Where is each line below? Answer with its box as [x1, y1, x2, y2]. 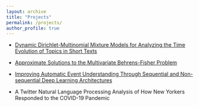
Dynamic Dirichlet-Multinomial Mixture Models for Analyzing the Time [14, 41, 186, 48]
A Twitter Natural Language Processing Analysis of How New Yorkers [14, 88, 185, 95]
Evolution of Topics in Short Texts [14, 48, 97, 55]
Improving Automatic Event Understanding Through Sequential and [14, 70, 179, 77]
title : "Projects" [6, 14, 52, 20]
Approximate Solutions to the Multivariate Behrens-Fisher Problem [14, 59, 177, 66]
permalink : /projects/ [6, 20, 62, 25]
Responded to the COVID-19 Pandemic [14, 95, 110, 102]
